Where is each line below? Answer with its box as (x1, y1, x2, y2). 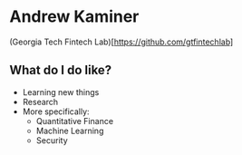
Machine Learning (35, 125, 104, 136)
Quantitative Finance (35, 115, 114, 126)
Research (22, 96, 59, 107)
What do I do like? (9, 63, 112, 78)
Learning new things (22, 86, 100, 97)
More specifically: (22, 106, 90, 117)
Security (35, 134, 68, 146)
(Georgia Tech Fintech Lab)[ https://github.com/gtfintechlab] (9, 36, 234, 47)
